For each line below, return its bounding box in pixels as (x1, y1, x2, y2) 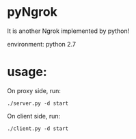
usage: (7, 64, 48, 79)
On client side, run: (7, 112, 60, 120)
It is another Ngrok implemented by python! (7, 27, 130, 35)
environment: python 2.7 (7, 40, 77, 48)
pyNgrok (7, 4, 58, 20)
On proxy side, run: (7, 86, 62, 94)
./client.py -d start (7, 125, 69, 132)
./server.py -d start (7, 100, 69, 107)
